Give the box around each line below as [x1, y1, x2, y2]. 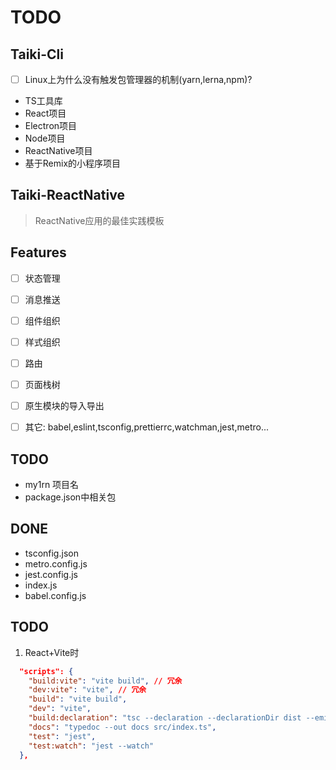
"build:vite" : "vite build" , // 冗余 [28, 676, 183, 686]
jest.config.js [24, 568, 78, 580]
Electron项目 [24, 120, 78, 132]
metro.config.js [24, 557, 88, 570]
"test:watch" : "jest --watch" [28, 741, 155, 751]
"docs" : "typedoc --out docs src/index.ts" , [28, 722, 217, 732]
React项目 [24, 107, 67, 120]
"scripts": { [19, 666, 74, 676]
